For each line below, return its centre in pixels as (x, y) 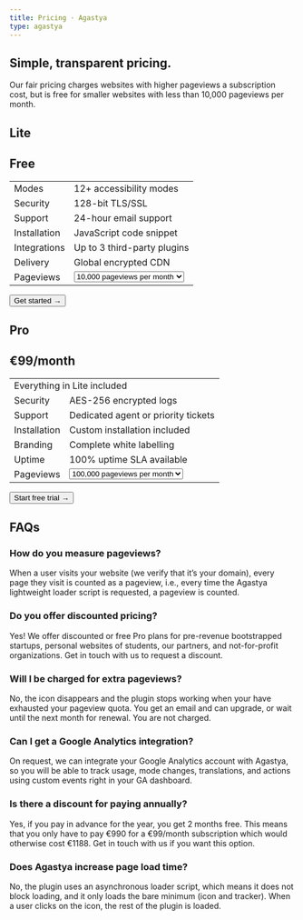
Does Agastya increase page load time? (99, 866)
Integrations (39, 247)
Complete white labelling (122, 445)
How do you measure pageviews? (85, 554)
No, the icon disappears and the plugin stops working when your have (141, 698)
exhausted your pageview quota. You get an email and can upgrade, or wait (151, 708)
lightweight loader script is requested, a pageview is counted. (125, 593)
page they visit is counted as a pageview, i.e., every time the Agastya (138, 583)
